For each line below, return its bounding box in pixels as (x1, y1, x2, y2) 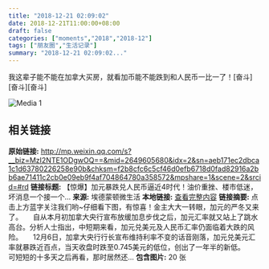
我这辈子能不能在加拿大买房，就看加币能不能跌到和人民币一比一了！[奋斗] (8, 72, 253, 81)
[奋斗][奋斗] (8, 82, 47, 92)
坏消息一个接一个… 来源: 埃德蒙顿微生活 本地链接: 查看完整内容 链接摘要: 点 (8, 192, 259, 202)
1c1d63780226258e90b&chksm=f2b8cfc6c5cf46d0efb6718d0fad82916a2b (8, 164, 259, 173)
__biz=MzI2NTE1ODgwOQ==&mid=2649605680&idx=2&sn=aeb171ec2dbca (8, 155, 259, 165)
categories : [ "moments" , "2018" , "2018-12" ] (8, 34, 153, 43)
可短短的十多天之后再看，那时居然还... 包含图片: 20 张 (8, 252, 186, 262)
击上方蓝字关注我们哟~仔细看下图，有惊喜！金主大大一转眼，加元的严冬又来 (8, 202, 259, 211)
